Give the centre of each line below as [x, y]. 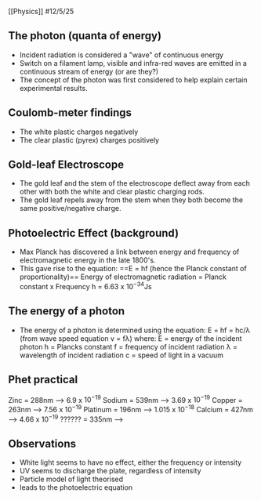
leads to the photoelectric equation [76, 487]
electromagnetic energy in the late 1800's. [87, 260]
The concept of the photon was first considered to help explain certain [134, 80]
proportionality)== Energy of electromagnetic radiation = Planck [123, 277]
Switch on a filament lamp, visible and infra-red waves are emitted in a [133, 63]
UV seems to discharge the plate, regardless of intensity [110, 471]
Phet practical [43, 380]
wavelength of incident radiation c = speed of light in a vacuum [121, 355]
